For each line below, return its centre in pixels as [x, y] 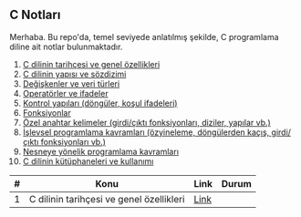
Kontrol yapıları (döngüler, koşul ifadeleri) [100, 103]
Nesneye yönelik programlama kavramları [101, 151]
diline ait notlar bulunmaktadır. [66, 46]
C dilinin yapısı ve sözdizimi [74, 74]
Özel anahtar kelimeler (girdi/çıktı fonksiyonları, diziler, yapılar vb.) [146, 122]
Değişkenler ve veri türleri [71, 83]
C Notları [35, 15]
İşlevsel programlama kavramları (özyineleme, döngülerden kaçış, [146, 132]
